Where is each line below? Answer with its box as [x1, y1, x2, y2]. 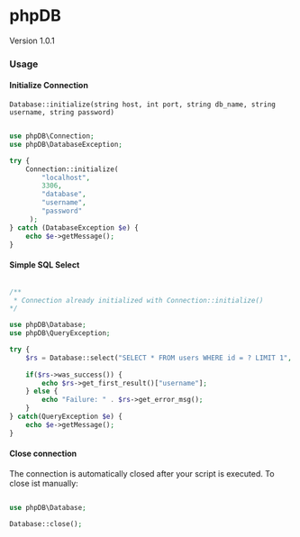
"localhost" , [41, 173, 91, 182]
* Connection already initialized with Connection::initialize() [13, 296, 264, 305]
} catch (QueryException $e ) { [9, 412, 123, 422]
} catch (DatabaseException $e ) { [9, 223, 140, 232]
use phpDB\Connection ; [9, 132, 95, 141]
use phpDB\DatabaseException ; [9, 140, 123, 149]
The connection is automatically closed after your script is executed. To [9, 468, 275, 478]
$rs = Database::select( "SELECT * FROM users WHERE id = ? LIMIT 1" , [25, 353, 293, 362]
